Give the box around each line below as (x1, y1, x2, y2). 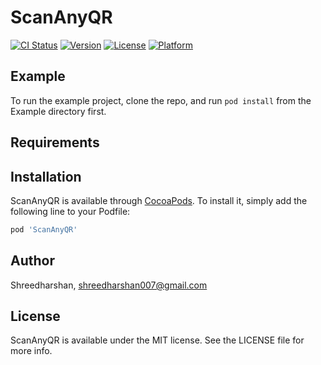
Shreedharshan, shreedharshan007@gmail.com (10, 279, 208, 291)
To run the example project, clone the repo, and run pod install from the (10, 94, 312, 106)
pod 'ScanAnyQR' (10, 224, 78, 235)
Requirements (10, 134, 100, 151)
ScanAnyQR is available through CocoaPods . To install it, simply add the (10, 194, 308, 206)
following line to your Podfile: (10, 205, 131, 217)
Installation (10, 168, 82, 185)
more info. (10, 345, 53, 357)
